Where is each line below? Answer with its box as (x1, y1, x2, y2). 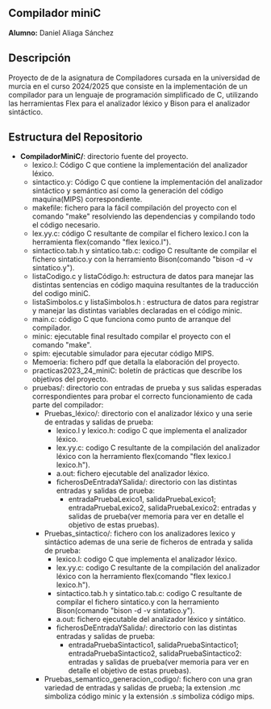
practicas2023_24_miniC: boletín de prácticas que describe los (31, 366, 243, 376)
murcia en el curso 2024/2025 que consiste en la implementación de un (8, 81, 248, 91)
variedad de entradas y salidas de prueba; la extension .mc (44, 683, 241, 693)
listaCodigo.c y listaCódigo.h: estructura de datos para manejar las (31, 272, 254, 282)
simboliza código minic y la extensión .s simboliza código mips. (44, 691, 255, 701)
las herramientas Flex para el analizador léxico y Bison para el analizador (8, 98, 251, 108)
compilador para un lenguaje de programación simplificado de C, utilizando (8, 90, 259, 99)
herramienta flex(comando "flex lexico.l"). (31, 237, 172, 247)
